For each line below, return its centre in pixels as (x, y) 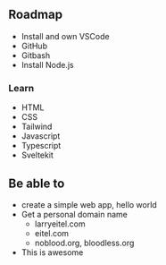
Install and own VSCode (65, 36)
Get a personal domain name (75, 214)
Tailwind (37, 127)
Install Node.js (47, 64)
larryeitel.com (60, 224)
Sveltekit (37, 155)
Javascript (41, 136)
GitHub (34, 46)
